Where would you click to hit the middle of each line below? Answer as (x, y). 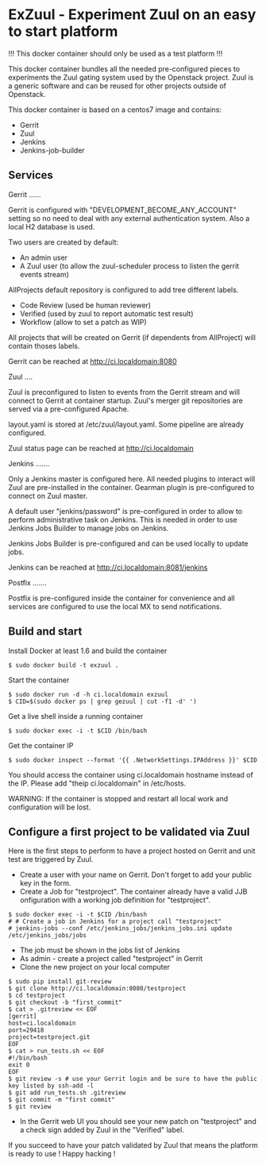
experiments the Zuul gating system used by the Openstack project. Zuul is (131, 77)
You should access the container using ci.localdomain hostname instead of (131, 774)
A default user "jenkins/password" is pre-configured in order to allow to (125, 511)
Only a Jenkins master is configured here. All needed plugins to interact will (132, 479)
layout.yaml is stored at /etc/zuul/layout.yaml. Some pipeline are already (126, 424)
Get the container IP (41, 745)
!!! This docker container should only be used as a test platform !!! (116, 53)
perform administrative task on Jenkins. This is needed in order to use (123, 519)
